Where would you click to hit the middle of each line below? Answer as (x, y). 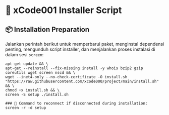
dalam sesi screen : (24, 54)
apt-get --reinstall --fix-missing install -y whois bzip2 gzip (74, 68)
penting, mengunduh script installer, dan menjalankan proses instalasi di (80, 49)
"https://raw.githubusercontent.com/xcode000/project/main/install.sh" (82, 81)
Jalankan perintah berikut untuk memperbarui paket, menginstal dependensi (85, 44)
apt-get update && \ (27, 64)
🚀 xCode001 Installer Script (64, 10)
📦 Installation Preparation (47, 29)
